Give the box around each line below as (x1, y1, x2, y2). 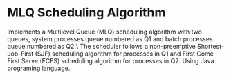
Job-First (7, 49, 34, 58)
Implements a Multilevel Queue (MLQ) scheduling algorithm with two (7, 27, 203, 36)
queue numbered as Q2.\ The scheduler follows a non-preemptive (7, 42, 196, 50)
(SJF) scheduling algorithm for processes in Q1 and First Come (35, 49, 214, 58)
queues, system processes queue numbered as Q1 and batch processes (7, 34, 213, 43)
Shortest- (196, 42, 225, 50)
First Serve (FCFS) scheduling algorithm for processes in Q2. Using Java (7, 56, 214, 65)
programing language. (7, 64, 71, 72)
